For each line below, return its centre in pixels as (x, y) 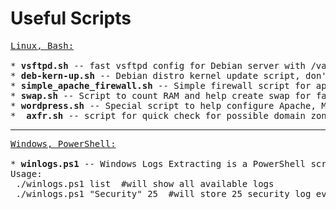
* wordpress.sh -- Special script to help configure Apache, (163, 105)
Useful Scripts (71, 18)
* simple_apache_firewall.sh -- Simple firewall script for (161, 85)
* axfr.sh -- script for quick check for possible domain (158, 115)
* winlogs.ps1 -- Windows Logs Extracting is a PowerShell (158, 163)
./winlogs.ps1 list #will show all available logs (145, 183)
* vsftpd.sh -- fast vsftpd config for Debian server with (158, 65)
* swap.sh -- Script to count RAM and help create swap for (161, 95)
